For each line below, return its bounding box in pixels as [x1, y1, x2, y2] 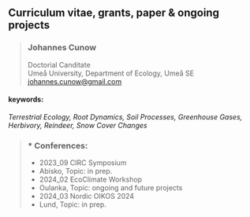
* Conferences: [27, 140, 88, 151]
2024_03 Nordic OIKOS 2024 [39, 192, 135, 201]
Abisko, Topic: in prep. [39, 167, 113, 176]
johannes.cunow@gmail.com [27, 76, 122, 86]
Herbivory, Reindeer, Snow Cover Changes [8, 120, 147, 130]
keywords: [8, 94, 44, 105]
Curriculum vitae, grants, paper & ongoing [8, 6, 219, 20]
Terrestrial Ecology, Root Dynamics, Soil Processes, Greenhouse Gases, [8, 112, 243, 121]
